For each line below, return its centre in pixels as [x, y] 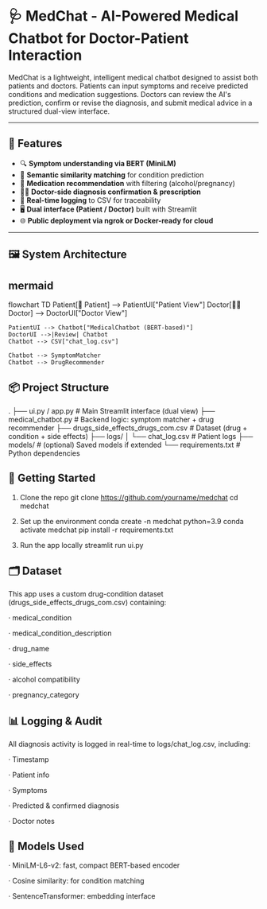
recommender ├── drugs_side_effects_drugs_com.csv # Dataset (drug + [128, 428]
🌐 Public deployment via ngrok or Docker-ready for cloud [116, 220]
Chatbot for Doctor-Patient [99, 39]
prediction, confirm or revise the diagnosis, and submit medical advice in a [130, 103]
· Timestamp [29, 759]
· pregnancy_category [44, 695]
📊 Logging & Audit [55, 721]
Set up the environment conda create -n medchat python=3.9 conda [132, 521]
